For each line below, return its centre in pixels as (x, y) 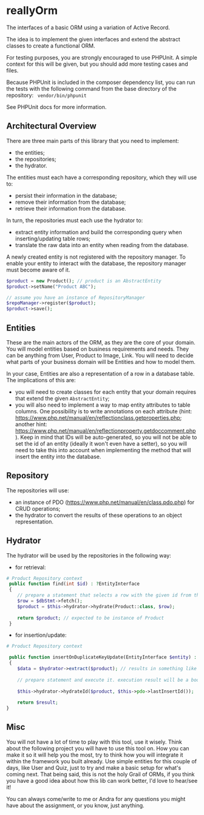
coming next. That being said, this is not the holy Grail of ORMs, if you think (101, 774)
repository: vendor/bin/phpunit (46, 95)
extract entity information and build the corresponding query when (98, 232)
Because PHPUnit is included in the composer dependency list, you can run (101, 82)
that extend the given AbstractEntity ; (62, 398)
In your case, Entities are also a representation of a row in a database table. (100, 373)
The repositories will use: (38, 490)
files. (12, 70)
